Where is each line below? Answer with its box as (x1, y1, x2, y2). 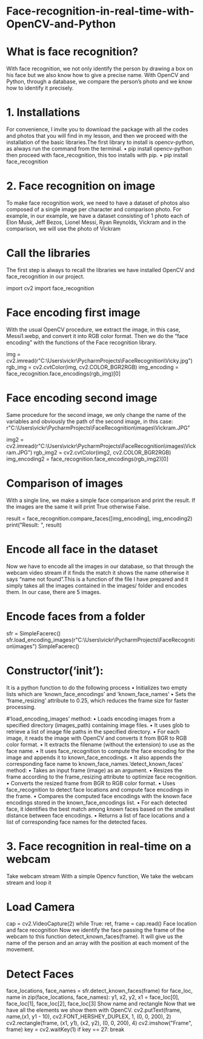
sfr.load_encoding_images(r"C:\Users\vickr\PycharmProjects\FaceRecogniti (6, 636, 195, 643)
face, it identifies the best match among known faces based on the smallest (6, 805, 195, 813)
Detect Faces (6, 967, 74, 981)
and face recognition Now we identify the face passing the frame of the (6, 927, 185, 934)
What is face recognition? (6, 45, 139, 59)
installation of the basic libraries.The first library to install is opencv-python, (6, 138, 195, 146)
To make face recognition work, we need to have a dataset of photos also (6, 199, 190, 206)
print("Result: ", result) (6, 521, 62, 529)
